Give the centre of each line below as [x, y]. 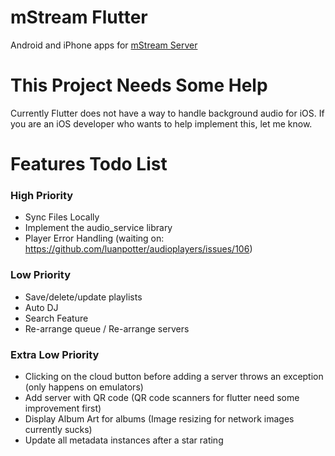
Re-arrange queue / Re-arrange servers [107, 328]
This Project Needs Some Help [139, 85]
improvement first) [63, 408]
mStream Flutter [79, 17]
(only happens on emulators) [84, 387]
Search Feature [56, 318]
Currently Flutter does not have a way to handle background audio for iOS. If [167, 113]
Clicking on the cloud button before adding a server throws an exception [174, 376]
